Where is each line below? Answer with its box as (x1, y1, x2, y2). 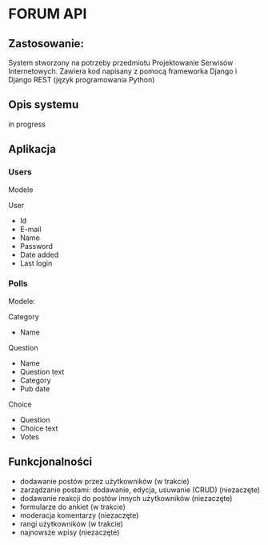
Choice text (19, 423, 58, 433)
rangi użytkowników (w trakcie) (19, 519, 124, 528)
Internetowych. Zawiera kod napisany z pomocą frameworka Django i (8, 66, 238, 76)
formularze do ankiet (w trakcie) (19, 502, 126, 511)
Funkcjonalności (8, 455, 93, 469)
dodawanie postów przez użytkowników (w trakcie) (19, 476, 190, 486)
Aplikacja (8, 142, 56, 156)
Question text (19, 367, 65, 376)
